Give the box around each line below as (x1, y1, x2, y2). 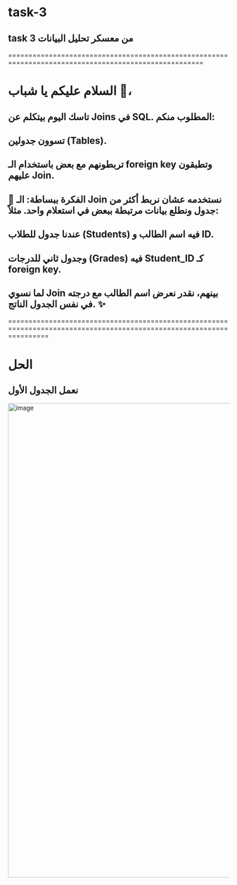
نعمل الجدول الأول (8, 384, 79, 396)
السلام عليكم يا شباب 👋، (8, 83, 132, 99)
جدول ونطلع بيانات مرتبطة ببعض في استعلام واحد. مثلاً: (8, 205, 219, 217)
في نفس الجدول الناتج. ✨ (8, 298, 106, 310)
